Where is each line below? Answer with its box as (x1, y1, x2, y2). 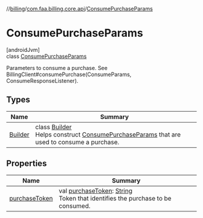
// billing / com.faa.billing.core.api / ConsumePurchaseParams (6, 5, 153, 12)
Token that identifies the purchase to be (59, 194, 172, 202)
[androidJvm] (6, 46, 40, 53)
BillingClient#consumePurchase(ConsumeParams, (6, 71, 132, 78)
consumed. (59, 202, 91, 210)
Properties (6, 158, 47, 168)
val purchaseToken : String (59, 187, 133, 195)
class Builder (35, 123, 72, 131)
